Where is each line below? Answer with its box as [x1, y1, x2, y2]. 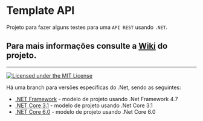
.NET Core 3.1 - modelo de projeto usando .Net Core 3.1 [14, 102, 153, 109]
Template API [6, 4, 75, 17]
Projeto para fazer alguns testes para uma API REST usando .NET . [6, 23, 168, 31]
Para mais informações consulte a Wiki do [6, 41, 168, 51]
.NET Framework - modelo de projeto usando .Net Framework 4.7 [14, 95, 178, 102]
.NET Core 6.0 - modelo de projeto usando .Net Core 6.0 [14, 108, 156, 115]
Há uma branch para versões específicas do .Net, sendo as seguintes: [6, 84, 181, 91]
